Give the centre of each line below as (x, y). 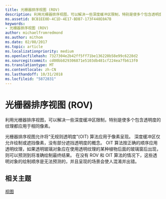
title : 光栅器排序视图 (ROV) (33, 10)
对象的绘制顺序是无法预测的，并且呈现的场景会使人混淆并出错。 (74, 161)
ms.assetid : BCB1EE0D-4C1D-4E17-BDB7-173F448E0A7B (58, 19)
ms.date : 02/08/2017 (26, 42)
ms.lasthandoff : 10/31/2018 (34, 74)
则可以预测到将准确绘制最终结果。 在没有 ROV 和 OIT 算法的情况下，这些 (79, 155)
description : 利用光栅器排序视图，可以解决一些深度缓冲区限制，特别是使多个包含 (78, 14)
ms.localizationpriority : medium (40, 51)
